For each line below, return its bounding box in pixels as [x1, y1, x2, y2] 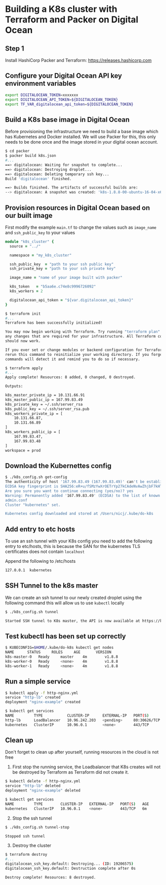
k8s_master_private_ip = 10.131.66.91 [5, 393, 85, 398]
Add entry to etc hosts [5, 525, 76, 533]
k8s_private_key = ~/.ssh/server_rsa [5, 402, 83, 407]
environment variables [5, 79, 77, 88]
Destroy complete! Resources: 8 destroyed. [5, 875, 96, 880]
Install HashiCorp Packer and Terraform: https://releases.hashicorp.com [5, 57, 152, 63]
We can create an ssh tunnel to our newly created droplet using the [5, 594, 142, 600]
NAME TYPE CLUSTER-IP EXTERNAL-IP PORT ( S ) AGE [5, 801, 149, 806]
